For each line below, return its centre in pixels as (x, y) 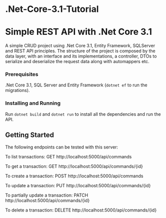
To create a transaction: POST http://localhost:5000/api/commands (74, 176)
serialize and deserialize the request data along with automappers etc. (77, 62)
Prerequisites (22, 74)
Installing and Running (33, 103)
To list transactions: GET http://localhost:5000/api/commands (69, 156)
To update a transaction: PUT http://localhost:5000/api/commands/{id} (78, 185)
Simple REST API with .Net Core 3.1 (79, 32)
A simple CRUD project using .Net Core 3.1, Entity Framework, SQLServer (80, 46)
